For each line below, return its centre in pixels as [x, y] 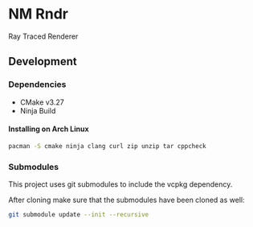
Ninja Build [38, 110]
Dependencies [37, 85]
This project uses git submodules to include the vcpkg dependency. [120, 184]
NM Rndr [38, 14]
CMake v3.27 [42, 102]
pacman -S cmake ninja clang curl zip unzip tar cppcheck [107, 146]
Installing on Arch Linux [49, 129]
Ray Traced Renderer [43, 36]
